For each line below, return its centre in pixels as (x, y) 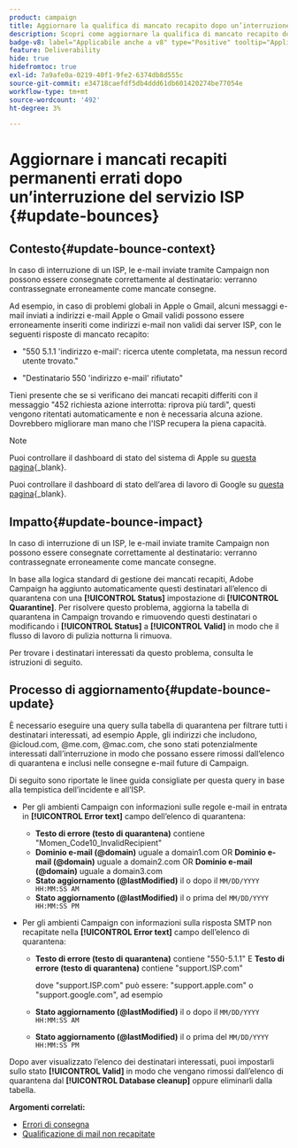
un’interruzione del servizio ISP (127, 197)
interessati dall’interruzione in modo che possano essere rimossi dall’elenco (147, 754)
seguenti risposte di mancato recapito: (79, 334)
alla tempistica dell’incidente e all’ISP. (77, 789)
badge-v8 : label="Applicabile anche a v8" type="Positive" (120, 42)
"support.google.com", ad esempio (99, 995)
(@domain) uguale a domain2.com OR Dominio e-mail (152, 862)
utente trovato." (50, 361)
